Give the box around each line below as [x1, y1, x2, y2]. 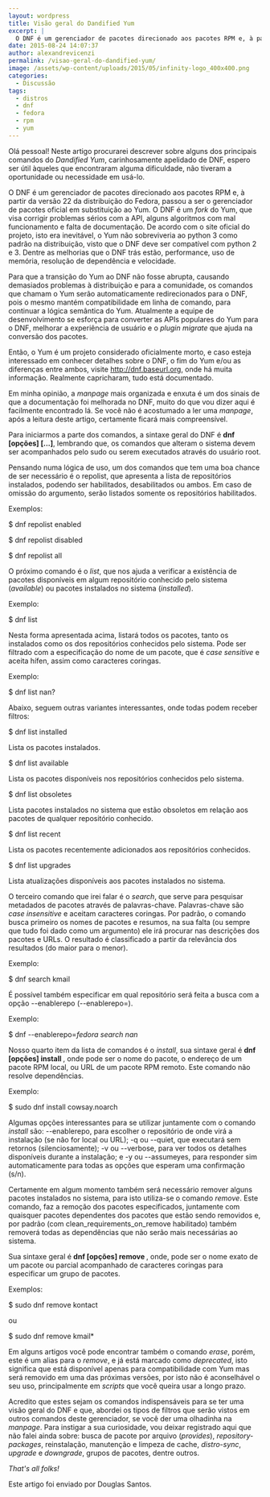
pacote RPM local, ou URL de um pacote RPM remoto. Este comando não [8, 1062, 251, 1072]
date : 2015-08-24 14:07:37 [8, 42, 99, 50]
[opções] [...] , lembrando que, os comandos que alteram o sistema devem [8, 438, 256, 448]
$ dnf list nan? [8, 686, 56, 697]
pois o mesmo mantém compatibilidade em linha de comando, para [8, 297, 231, 307]
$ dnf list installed [8, 727, 67, 736]
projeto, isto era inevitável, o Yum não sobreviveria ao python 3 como [8, 230, 239, 240]
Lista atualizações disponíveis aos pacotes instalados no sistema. [8, 876, 226, 885]
